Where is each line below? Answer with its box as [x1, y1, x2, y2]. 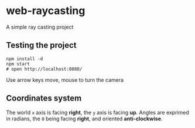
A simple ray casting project [6, 23, 74, 30]
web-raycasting [6, 4, 85, 18]
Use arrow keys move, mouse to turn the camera [6, 76, 124, 83]
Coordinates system [6, 94, 82, 103]
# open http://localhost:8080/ [6, 66, 83, 72]
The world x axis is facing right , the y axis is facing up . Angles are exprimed [6, 109, 189, 116]
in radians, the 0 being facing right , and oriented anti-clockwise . [6, 115, 163, 122]
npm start [6, 61, 30, 67]
